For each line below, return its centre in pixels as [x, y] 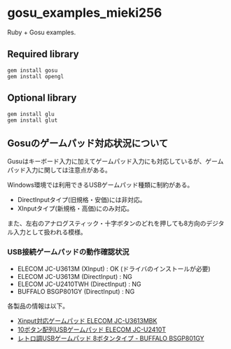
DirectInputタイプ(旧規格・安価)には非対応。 [82, 200]
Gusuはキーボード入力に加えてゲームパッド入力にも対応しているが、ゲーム [115, 162]
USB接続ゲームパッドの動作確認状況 [68, 252]
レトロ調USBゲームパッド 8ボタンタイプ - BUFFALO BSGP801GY [111, 338]
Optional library [42, 98]
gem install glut [33, 120]
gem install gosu [33, 70]
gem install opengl [36, 76]
